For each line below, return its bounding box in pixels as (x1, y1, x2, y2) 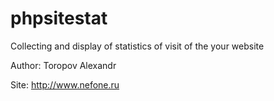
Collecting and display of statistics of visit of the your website (10, 40, 265, 52)
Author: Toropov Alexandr (10, 59, 117, 71)
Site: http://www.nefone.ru (10, 78, 120, 91)
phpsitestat (10, 7, 108, 30)
